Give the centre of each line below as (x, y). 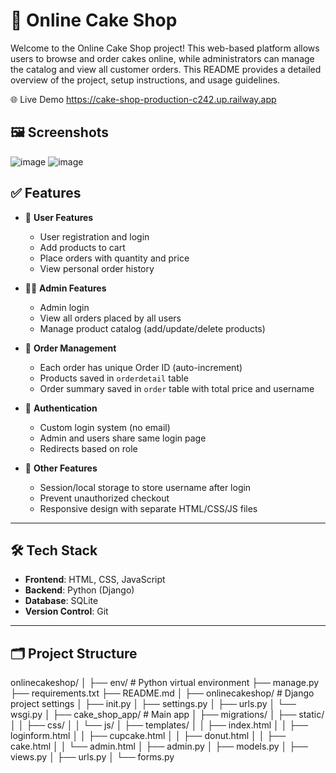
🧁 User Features (59, 217)
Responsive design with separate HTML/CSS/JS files (148, 508)
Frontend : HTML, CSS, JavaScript (95, 580)
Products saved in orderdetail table (114, 378)
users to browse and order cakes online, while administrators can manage (162, 58)
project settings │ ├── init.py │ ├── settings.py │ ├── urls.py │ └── (153, 704)
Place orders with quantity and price (114, 258)
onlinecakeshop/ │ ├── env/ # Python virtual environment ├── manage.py (165, 683)
